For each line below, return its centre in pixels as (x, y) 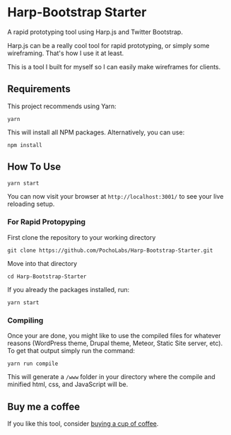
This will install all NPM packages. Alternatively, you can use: (96, 132)
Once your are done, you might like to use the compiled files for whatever (114, 336)
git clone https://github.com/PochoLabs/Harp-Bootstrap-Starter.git (110, 250)
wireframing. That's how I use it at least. (66, 53)
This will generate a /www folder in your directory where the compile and (111, 377)
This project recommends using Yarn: (62, 106)
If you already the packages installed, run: (69, 289)
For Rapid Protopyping (47, 222)
